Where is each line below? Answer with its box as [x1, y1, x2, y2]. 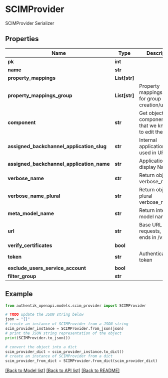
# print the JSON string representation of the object [5, 330, 122, 336]
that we [139, 122, 156, 129]
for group [139, 95, 161, 102]
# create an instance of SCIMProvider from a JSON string [5, 321, 128, 327]
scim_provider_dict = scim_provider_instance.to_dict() [5, 349, 124, 354]
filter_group [7, 273, 36, 280]
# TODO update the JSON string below [5, 312, 84, 317]
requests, [139, 227, 161, 234]
